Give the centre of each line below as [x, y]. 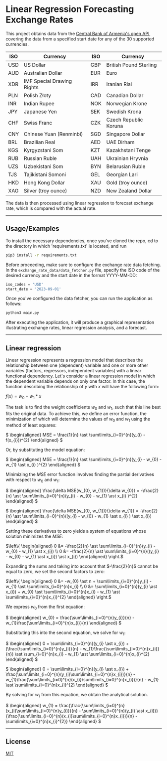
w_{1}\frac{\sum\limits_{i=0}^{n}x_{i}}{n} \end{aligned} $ [64, 623]
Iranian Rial [119, 84]
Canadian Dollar [125, 95]
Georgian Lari [122, 174]
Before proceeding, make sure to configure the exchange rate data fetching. [83, 265]
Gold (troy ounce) [127, 182]
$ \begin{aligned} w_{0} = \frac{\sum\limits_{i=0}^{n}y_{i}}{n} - [70, 618]
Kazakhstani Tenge [129, 150]
